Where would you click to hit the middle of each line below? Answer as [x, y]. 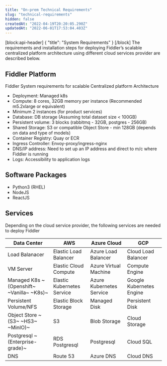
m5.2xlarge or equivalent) [39, 106]
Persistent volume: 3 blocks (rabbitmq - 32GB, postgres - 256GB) [80, 122]
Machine [100, 272]
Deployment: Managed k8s [40, 96]
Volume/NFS [22, 307]
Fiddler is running [30, 154]
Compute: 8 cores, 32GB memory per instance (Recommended [77, 101]
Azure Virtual [105, 266]
